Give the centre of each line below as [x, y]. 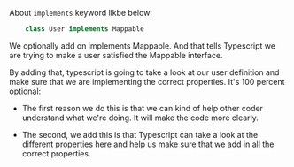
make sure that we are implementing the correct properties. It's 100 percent [147, 81]
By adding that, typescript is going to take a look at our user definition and [144, 72]
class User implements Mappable [85, 29]
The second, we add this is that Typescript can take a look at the [140, 134]
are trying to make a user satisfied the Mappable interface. [116, 55]
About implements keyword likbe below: [81, 13]
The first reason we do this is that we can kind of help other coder [143, 108]
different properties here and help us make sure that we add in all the [148, 144]
